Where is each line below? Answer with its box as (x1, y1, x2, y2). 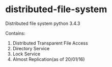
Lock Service (12, 51, 41, 57)
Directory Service (12, 45, 50, 51)
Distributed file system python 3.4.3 (5, 20, 80, 26)
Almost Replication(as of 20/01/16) (12, 56, 85, 62)
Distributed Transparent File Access (12, 40, 88, 46)
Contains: (5, 30, 25, 36)
